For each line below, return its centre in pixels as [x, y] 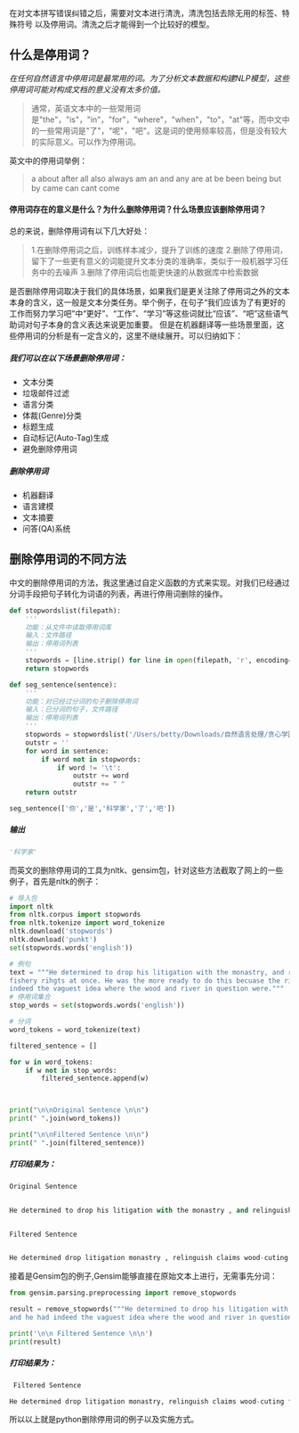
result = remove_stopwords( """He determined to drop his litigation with [149, 1309]
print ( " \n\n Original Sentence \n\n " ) [79, 1110]
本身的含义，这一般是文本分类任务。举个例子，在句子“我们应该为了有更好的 [148, 302]
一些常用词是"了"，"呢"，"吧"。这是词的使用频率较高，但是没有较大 [163, 130]
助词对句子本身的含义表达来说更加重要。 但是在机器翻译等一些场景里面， [143, 325]
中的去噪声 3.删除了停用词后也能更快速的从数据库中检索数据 [149, 272]
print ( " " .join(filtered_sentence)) [77, 1143]
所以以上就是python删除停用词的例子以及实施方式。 [104, 1420]
